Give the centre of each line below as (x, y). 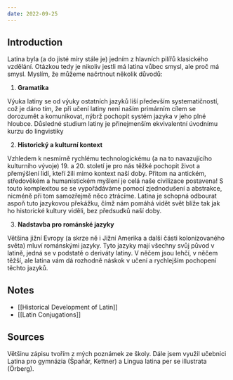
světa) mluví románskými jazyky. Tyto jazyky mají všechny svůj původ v (111, 246)
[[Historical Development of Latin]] (67, 308)
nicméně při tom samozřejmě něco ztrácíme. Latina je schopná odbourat (112, 196)
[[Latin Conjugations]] (49, 315)
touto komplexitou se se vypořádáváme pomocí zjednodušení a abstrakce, (115, 189)
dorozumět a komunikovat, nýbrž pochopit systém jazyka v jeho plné (107, 116)
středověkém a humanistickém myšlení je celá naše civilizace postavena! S (115, 181)
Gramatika (33, 88)
